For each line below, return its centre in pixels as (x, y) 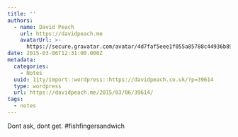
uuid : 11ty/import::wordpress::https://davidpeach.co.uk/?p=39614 (114, 79)
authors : (20, 20)
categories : (32, 66)
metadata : (22, 60)
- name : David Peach (44, 27)
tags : (15, 100)
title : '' (22, 14)
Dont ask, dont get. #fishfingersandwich (66, 126)
